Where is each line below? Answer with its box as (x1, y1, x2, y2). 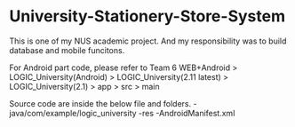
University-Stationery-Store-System (9, 6, 286, 27)
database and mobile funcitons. (9, 44, 125, 55)
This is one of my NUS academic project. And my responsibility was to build (9, 36, 287, 46)
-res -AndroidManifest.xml (138, 107, 235, 118)
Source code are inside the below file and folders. (9, 98, 192, 108)
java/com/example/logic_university (9, 107, 137, 118)
